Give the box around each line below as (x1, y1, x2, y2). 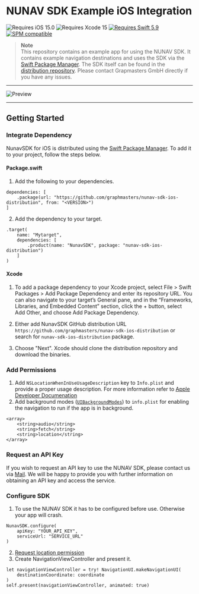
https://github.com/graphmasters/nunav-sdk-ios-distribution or (14, 327, 176, 334)
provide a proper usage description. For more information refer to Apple (14, 385, 191, 393)
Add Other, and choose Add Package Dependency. (14, 309, 139, 316)
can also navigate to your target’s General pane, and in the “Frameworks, (14, 296, 193, 304)
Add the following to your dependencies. (14, 177, 114, 185)
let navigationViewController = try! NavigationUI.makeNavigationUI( (6, 567, 182, 573)
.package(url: (17, 194, 52, 200)
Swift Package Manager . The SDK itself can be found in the (20, 61, 166, 68)
